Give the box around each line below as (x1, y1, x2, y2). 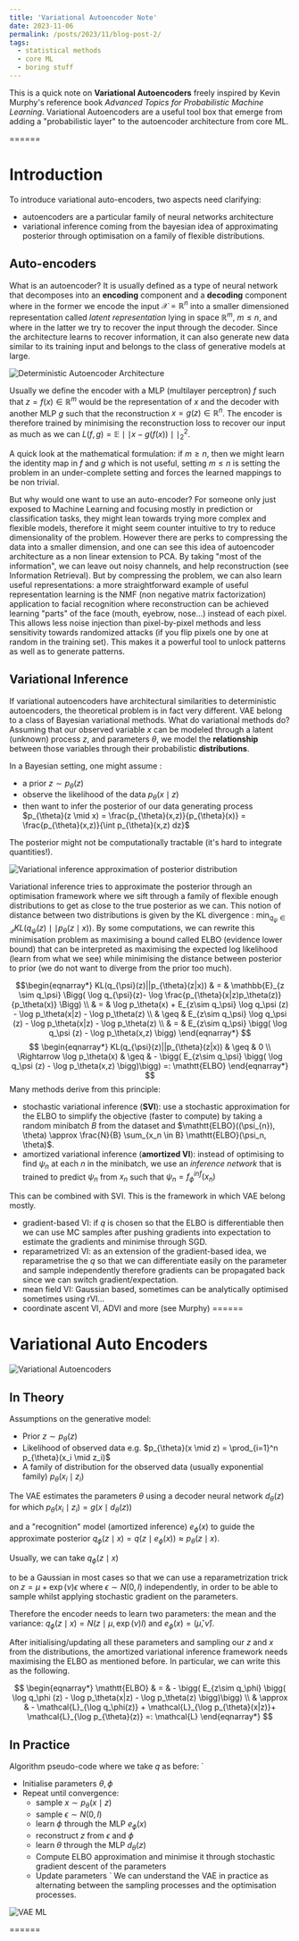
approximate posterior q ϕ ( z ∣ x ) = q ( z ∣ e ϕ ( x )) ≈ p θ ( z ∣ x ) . (9, 1533, 220, 1546)
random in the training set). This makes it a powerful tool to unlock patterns (9, 636, 287, 647)
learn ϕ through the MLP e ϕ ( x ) (35, 1819, 147, 1831)
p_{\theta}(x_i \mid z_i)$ (21, 1451, 112, 1462)
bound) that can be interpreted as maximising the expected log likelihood (9, 944, 278, 954)
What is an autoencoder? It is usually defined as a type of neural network (9, 280, 278, 290)
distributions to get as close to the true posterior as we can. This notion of (9, 900, 281, 912)
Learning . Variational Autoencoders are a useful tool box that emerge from (9, 106, 283, 117)
